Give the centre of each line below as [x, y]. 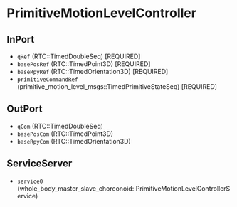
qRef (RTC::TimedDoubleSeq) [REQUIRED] [79, 56]
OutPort [25, 109]
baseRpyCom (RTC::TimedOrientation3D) [74, 141]
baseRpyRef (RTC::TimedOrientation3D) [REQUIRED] [93, 71]
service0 [30, 181]
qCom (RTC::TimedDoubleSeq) [60, 126]
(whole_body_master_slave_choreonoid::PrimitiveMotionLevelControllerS [123, 188]
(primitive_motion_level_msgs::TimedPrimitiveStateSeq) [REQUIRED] [117, 86]
